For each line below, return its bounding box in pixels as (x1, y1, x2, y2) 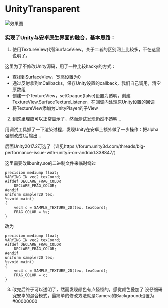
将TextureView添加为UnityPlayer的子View (12, 105, 98, 111)
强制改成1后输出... (5, 133, 41, 139)
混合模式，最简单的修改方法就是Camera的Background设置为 (29, 293, 154, 299)
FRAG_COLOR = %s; (14, 210, 50, 215)
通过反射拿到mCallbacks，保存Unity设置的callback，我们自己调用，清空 (12, 80, 161, 86)
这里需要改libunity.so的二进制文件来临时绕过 (5, 160, 96, 166)
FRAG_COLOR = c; (14, 273, 48, 278)
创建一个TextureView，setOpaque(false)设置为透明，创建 (12, 93, 131, 99)
